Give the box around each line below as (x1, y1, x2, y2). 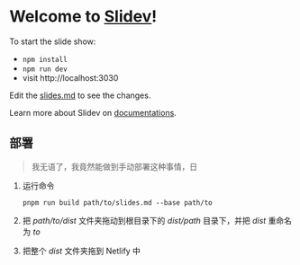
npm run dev (22, 65, 68, 74)
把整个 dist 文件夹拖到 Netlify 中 (22, 245, 141, 256)
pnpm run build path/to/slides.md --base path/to (22, 198, 214, 208)
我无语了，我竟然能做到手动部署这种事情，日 (31, 161, 198, 172)
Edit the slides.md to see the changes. (9, 90, 151, 101)
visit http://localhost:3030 (22, 72, 119, 83)
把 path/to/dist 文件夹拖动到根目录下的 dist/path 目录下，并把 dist (22, 215, 267, 225)
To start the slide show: (9, 36, 96, 47)
